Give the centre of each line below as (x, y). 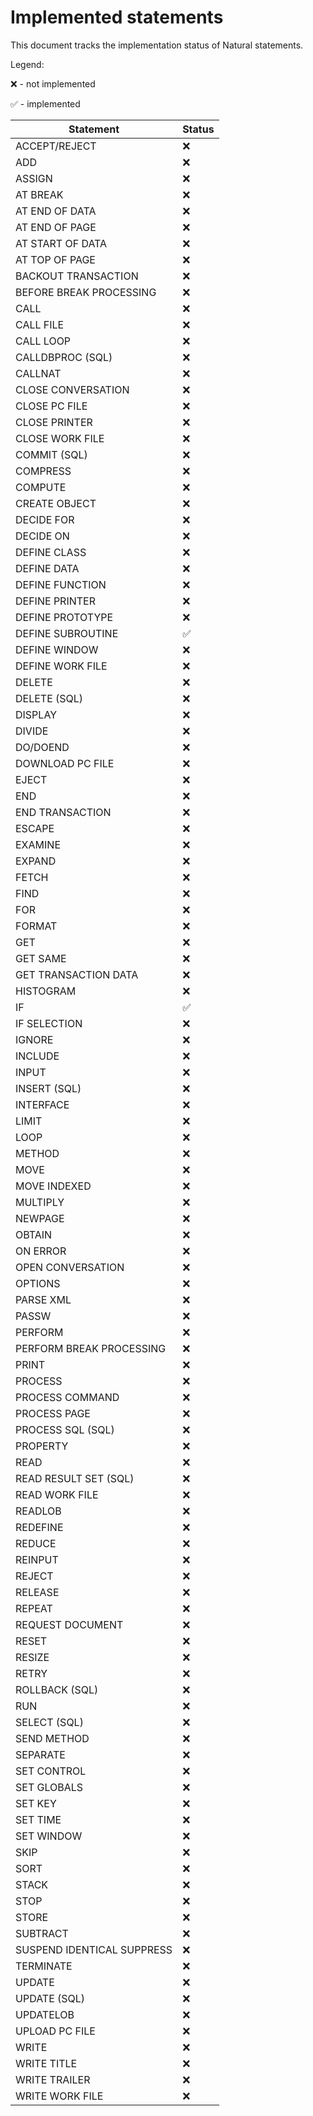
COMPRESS (43, 471)
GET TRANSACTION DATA (77, 974)
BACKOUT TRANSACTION (77, 276)
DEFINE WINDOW (57, 649)
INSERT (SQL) (48, 1088)
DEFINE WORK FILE (61, 666)
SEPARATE (40, 1754)
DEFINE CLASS (51, 552)
